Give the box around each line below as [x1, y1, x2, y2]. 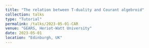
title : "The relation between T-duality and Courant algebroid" [5, 7, 144, 12]
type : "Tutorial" [5, 16, 42, 21]
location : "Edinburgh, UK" [5, 35, 63, 40]
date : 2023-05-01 [5, 30, 42, 35]
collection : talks [5, 12, 44, 17]
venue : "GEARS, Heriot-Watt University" [5, 26, 93, 31]
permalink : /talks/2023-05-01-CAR [5, 21, 79, 26]
